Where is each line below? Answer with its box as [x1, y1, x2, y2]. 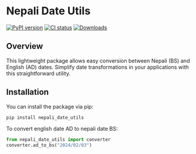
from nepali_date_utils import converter [6, 137, 111, 143]
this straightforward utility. [6, 70, 71, 77]
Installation [6, 87, 49, 97]
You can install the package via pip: [6, 103, 94, 110]
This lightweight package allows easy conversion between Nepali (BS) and [6, 57, 190, 64]
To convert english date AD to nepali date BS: [6, 125, 118, 133]
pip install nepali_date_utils [6, 115, 84, 121]
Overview [6, 41, 44, 51]
